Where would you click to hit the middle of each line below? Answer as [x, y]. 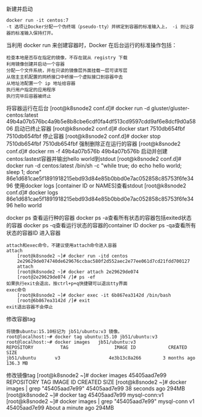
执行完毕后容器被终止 [29, 96]
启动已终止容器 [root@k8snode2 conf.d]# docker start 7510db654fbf [99, 128]
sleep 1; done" [24, 172]
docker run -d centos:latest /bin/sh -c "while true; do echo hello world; [94, 166]
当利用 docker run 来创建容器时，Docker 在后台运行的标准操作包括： [92, 45]
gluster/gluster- [170, 108]
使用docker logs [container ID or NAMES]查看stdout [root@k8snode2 [100, 186]
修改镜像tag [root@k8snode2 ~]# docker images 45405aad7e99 [87, 375]
